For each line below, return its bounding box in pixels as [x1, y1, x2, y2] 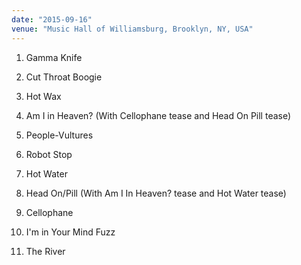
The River [25, 245, 66, 257]
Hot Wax [25, 90, 62, 102]
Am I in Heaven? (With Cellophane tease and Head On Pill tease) [25, 109, 292, 121]
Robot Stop [25, 148, 73, 160]
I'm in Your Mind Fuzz [25, 226, 116, 238]
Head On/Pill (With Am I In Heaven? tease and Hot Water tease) [25, 187, 287, 199]
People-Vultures [25, 129, 94, 141]
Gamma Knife [25, 51, 83, 63]
